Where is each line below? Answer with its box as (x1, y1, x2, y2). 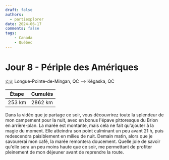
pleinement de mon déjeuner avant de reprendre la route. (5, 149, 125, 155)
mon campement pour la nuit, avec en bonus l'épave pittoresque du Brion (5, 117, 158, 123)
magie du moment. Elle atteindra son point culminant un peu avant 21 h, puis (5, 127, 164, 133)
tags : (5, 31, 17, 36)
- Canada (14, 36, 33, 41)
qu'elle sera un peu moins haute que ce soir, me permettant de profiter (5, 143, 152, 149)
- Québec (14, 40, 33, 45)
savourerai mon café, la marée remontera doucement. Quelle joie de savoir (5, 138, 160, 144)
